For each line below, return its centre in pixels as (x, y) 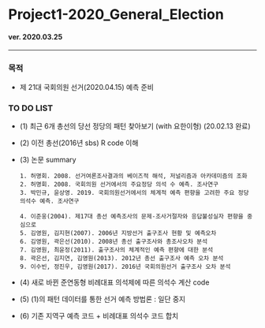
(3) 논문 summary (48, 159)
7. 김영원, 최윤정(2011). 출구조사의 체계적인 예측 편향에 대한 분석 (116, 250)
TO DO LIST (31, 108)
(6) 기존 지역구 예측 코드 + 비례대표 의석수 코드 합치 (99, 315)
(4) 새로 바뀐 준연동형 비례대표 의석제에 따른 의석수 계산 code (114, 282)
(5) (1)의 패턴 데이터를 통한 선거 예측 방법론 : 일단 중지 (103, 299)
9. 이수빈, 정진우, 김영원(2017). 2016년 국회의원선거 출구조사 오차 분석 (125, 266)
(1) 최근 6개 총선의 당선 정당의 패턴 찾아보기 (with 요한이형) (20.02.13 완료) (135, 126)
